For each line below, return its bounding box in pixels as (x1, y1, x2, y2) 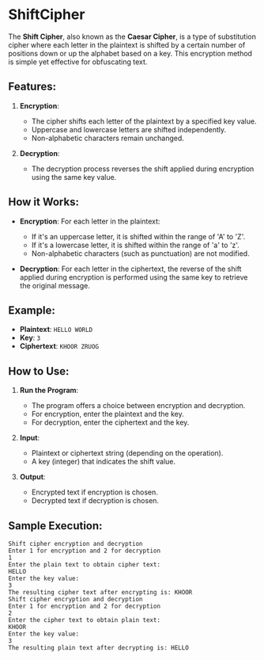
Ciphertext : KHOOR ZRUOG (19, 341, 100, 351)
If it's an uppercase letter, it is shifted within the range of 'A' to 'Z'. (31, 231, 246, 241)
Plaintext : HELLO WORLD (19, 325, 93, 334)
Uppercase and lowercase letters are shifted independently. (31, 124, 227, 134)
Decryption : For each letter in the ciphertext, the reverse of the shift (19, 264, 242, 273)
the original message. (19, 280, 91, 290)
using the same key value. (31, 172, 117, 181)
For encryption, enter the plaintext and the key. (31, 410, 184, 419)
